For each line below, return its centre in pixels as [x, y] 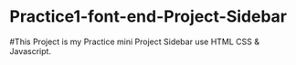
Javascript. [31, 51]
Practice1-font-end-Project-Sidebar [148, 17]
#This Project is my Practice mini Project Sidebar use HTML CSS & [135, 42]
